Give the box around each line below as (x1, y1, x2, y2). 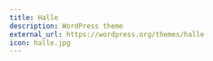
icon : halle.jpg (9, 38, 71, 48)
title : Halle (9, 13, 59, 22)
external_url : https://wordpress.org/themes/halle (9, 30, 205, 39)
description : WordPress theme (9, 22, 124, 30)
